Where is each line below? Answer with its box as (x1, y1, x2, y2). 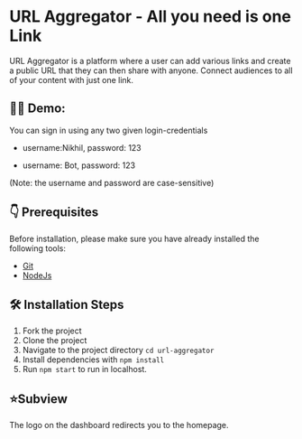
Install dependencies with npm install (22, 354, 165, 365)
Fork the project (22, 325, 83, 336)
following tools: (9, 242, 66, 254)
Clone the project (22, 335, 87, 346)
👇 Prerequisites (9, 205, 99, 220)
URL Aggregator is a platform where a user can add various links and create (9, 55, 291, 66)
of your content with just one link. (9, 74, 133, 85)
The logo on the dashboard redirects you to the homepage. (9, 420, 229, 431)
